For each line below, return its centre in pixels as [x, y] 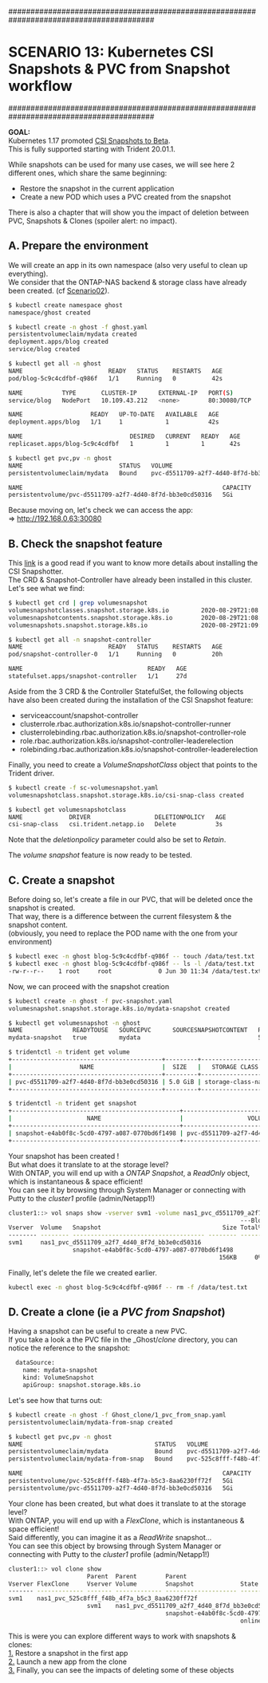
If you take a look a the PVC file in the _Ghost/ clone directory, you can [123, 1340]
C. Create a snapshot [62, 880]
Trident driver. [32, 773]
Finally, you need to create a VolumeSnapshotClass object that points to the [133, 764]
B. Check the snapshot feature [85, 544]
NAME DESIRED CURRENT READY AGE [124, 437]
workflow [40, 86]
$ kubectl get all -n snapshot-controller [80, 640]
